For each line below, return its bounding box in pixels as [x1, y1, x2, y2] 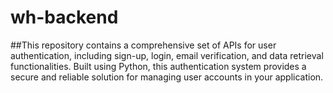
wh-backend [10, 6, 119, 29]
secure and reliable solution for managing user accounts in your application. [10, 71, 324, 83]
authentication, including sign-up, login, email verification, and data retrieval [10, 49, 324, 61]
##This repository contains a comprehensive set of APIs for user [10, 39, 277, 51]
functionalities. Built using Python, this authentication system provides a [10, 60, 307, 72]
